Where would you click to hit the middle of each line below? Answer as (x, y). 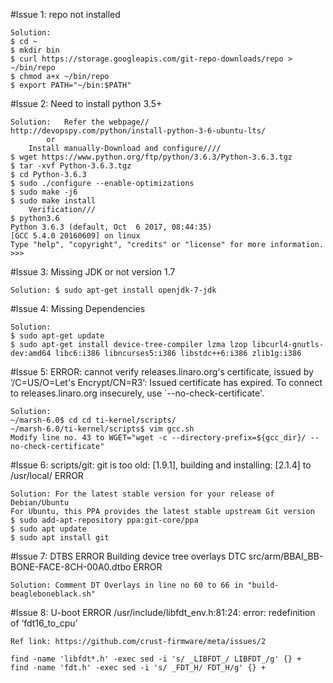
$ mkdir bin (35, 50)
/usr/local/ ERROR (47, 475)
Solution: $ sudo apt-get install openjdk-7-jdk (113, 290)
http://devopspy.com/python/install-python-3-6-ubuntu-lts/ (138, 131)
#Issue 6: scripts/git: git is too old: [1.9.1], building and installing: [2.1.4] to (161, 465)
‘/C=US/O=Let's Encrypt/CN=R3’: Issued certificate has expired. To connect (166, 382)
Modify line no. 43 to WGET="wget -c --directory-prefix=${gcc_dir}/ (158, 438)
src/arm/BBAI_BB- (286, 556)
